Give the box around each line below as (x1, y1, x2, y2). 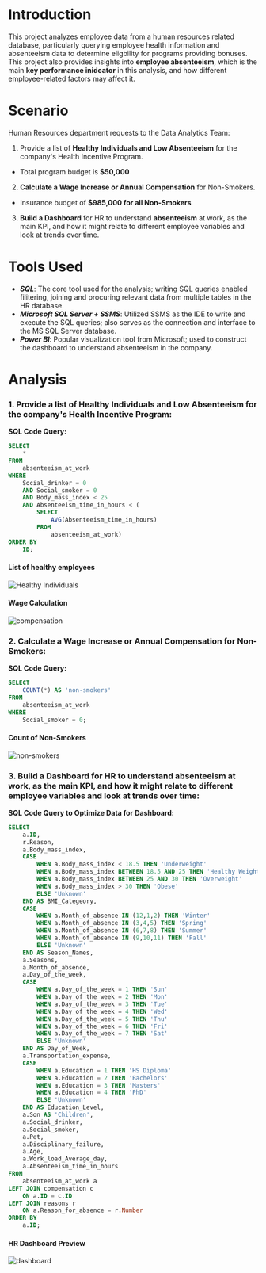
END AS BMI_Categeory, (22, 897, 97, 905)
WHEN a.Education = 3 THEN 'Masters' (36, 1081, 161, 1089)
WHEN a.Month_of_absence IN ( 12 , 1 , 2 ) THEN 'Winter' (36, 912, 211, 920)
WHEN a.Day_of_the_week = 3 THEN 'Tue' (36, 1000, 169, 1008)
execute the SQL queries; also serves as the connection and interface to (19, 317, 256, 327)
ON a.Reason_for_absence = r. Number (22, 1206, 144, 1214)
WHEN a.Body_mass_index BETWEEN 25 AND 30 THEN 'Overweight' (36, 875, 243, 883)
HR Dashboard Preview (8, 1238, 85, 1248)
